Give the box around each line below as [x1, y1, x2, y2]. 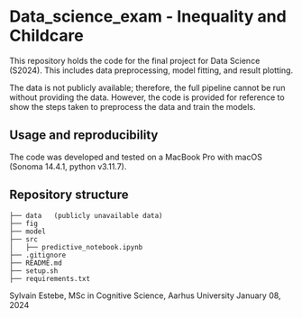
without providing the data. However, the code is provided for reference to [9, 92, 286, 103]
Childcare [9, 25, 84, 46]
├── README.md [9, 259, 63, 268]
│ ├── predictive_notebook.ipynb [9, 242, 143, 251]
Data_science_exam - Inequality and [9, 6, 287, 27]
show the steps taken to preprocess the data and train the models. [9, 101, 256, 112]
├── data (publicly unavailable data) [9, 211, 164, 220]
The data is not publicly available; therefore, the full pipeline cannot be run [9, 82, 286, 93]
